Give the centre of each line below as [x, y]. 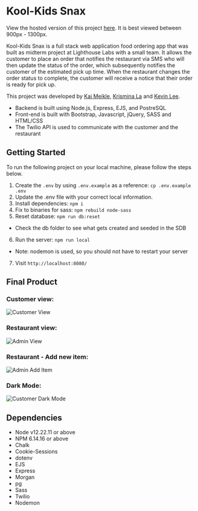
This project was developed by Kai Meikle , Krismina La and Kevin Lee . [93, 96]
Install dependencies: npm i [49, 203]
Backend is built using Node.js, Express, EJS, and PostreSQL [91, 108]
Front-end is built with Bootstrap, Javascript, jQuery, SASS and [93, 114]
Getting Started [36, 153]
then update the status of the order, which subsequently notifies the [91, 65]
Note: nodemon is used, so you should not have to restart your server [101, 251]
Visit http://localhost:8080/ [51, 263]
